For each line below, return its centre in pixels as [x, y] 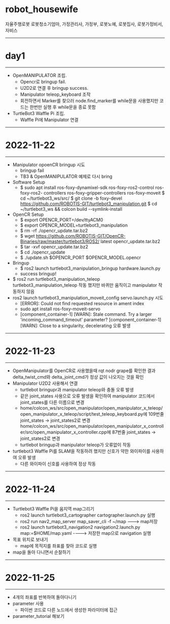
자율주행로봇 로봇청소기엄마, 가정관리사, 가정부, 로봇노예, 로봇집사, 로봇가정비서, [84, 24]
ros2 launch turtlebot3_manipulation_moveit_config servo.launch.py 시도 [88, 298]
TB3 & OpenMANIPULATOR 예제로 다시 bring [66, 176]
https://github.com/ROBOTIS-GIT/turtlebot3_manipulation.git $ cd [89, 203]
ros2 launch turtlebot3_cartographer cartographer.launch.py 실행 [88, 515]
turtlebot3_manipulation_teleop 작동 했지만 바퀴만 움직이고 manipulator [85, 285]
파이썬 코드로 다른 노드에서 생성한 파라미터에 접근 [69, 610]
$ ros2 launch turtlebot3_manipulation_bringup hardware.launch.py [90, 268]
